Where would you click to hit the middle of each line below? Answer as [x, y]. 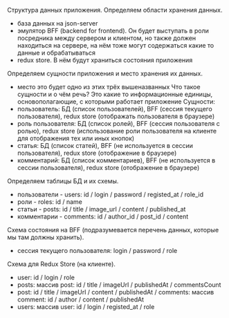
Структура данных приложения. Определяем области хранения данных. [115, 10]
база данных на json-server [57, 23]
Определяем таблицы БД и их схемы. [63, 181]
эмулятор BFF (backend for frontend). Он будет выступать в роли [113, 31]
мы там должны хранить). [46, 237]
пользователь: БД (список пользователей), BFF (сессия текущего [114, 109]
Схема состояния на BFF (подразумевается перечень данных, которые [113, 230]
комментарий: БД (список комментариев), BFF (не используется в [116, 160]
